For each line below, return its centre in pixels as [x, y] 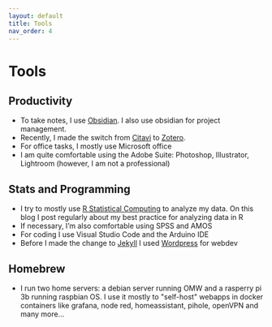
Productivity [41, 101]
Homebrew [37, 269]
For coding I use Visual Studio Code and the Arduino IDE [114, 234]
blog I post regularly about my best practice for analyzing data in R [132, 217]
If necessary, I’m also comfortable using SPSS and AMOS [116, 226]
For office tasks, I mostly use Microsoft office [96, 146]
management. [43, 129]
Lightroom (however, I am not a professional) [95, 164]
